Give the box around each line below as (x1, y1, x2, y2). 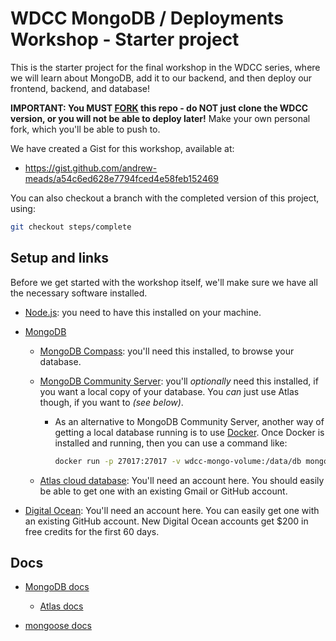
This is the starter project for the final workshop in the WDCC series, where (10, 61, 321, 73)
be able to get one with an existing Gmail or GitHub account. (39, 485, 288, 497)
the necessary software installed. (10, 287, 148, 299)
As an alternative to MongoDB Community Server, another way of (54, 415, 325, 427)
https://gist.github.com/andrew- (24, 162, 158, 174)
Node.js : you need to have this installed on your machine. (24, 306, 262, 318)
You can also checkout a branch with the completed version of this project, (10, 192, 320, 204)
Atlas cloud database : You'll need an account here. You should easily (39, 474, 325, 486)
